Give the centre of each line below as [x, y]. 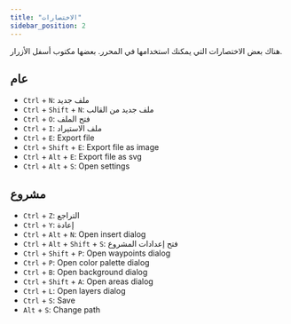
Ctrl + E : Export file [59, 138]
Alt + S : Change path [62, 310]
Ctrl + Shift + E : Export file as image [91, 147]
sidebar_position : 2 [48, 26]
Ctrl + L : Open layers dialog [74, 291]
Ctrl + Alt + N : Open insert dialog [84, 234]
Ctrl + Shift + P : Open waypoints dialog [97, 253]
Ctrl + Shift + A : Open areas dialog [88, 281]
